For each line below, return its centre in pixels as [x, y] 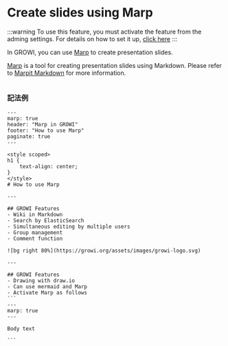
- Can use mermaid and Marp [47, 287]
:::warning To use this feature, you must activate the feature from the [104, 32]
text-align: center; [49, 167]
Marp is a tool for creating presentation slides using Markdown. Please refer [114, 65]
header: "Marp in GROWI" [43, 125]
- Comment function [35, 239]
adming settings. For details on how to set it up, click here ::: [92, 38]
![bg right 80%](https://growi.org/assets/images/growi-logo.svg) [104, 251]
